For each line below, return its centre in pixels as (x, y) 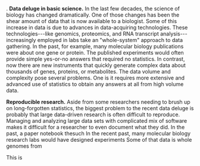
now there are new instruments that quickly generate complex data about (96, 65)
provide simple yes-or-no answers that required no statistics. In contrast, (96, 59)
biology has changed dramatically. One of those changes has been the (93, 15)
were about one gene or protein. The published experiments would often (95, 52)
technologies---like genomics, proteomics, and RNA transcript (82, 34)
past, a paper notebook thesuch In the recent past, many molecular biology (99, 133)
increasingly (21, 40)
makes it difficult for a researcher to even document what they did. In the (96, 127)
